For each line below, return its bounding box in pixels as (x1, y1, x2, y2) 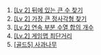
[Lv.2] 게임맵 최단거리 (13, 32, 72, 40)
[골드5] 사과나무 (13, 41, 57, 48)
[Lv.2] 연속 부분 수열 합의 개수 (13, 23, 94, 31)
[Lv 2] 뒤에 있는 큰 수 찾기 (13, 6, 84, 14)
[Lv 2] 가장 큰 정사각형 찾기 (13, 14, 87, 23)
